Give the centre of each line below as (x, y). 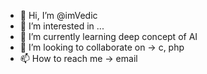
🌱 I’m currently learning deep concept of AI (108, 36)
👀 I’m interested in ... (62, 26)
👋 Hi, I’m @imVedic (58, 15)
